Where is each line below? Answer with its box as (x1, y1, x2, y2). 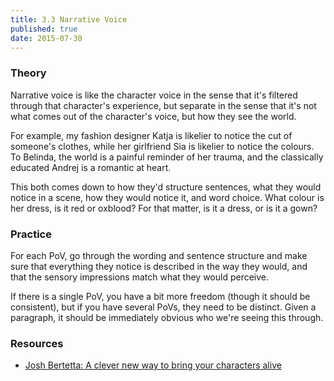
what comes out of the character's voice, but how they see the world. (10, 110, 297, 122)
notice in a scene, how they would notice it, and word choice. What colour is (10, 191, 325, 203)
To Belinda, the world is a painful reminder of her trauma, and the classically (10, 151, 324, 163)
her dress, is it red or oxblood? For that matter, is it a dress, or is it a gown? (10, 202, 318, 214)
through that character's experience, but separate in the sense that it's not (10, 99, 317, 111)
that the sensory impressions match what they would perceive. (10, 271, 270, 283)
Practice (10, 227, 52, 241)
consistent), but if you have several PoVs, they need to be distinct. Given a (10, 301, 317, 313)
